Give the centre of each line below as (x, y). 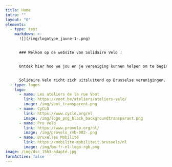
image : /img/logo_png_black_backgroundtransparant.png (83, 118)
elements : (16, 24)
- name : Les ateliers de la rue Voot (59, 95)
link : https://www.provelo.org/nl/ (62, 128)
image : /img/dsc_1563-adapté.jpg (41, 152)
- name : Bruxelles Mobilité (49, 137)
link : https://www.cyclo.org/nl (58, 114)
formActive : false (25, 156)
